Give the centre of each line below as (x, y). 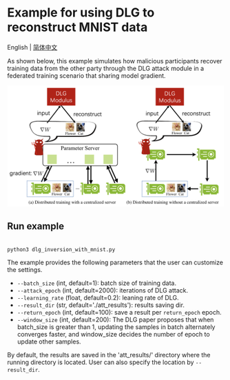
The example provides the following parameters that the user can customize (115, 262)
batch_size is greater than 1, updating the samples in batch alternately (116, 327)
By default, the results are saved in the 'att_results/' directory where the (109, 355)
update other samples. (49, 341)
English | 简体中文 (32, 47)
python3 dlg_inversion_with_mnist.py (61, 250)
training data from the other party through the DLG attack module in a (106, 68)
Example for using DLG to (81, 13)
